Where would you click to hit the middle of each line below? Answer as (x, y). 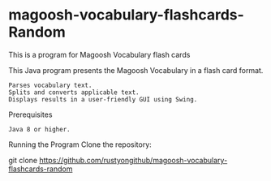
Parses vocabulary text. (50, 85)
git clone (23, 160)
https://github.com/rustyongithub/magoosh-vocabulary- (133, 160)
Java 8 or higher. (39, 129)
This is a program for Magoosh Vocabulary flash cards (99, 54)
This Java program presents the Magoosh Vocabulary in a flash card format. (136, 70)
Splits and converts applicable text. (74, 92)
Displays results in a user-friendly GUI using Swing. (103, 99)
